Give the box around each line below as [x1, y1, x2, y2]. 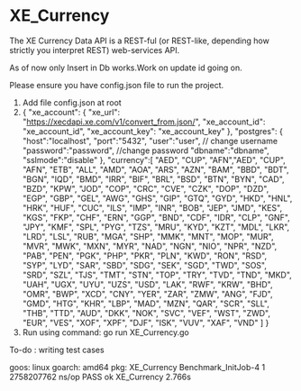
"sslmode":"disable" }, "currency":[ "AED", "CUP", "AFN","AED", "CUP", [22, 154, 286, 165]
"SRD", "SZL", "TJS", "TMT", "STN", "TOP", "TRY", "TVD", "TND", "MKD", [22, 269, 293, 280]
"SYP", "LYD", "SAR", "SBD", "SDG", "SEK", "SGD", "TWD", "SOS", [22, 259, 268, 270]
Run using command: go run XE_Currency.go [22, 326, 189, 338]
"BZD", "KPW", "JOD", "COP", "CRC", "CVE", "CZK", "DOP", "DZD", [22, 183, 269, 194]
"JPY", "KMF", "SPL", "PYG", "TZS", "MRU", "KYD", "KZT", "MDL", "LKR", [22, 222, 290, 232]
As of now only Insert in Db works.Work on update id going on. [9, 62, 243, 73]
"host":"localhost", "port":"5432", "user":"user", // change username [22, 135, 278, 146]
